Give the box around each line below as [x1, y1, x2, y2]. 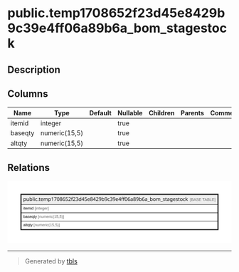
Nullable [117, 108, 143, 117]
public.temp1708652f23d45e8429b [7, 5, 225, 21]
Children [148, 108, 175, 117]
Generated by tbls [24, 257, 78, 266]
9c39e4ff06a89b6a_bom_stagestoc [7, 20, 228, 36]
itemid [10, 119, 29, 127]
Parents [180, 108, 205, 117]
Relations [7, 162, 51, 174]
